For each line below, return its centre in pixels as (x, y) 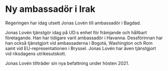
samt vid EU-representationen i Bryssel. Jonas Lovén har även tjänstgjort (81, 48)
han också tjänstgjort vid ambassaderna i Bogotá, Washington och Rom (79, 43)
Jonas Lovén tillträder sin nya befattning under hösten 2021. (67, 63)
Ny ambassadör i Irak (50, 9)
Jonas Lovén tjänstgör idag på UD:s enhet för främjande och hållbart (76, 32)
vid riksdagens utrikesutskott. (36, 54)
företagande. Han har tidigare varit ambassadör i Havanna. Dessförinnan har (84, 38)
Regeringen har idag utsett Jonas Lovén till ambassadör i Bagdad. (73, 23)
